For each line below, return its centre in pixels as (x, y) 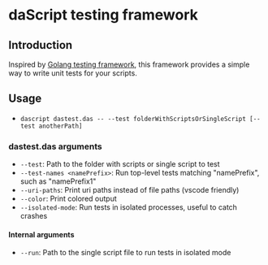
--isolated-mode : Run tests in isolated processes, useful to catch (129, 207)
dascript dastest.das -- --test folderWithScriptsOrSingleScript (133, 119)
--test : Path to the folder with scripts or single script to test (120, 164)
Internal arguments (41, 234)
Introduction (41, 45)
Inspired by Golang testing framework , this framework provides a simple (129, 64)
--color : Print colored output (68, 199)
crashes (34, 216)
